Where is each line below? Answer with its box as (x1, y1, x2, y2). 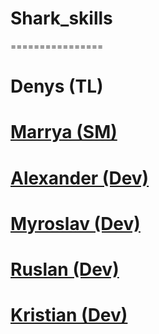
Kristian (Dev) (10, 304, 128, 327)
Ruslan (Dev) (10, 258, 120, 281)
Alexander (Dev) (10, 167, 150, 189)
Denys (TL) (10, 75, 104, 98)
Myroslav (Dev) (10, 212, 141, 235)
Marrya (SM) (10, 121, 118, 144)
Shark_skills (10, 7, 113, 30)
